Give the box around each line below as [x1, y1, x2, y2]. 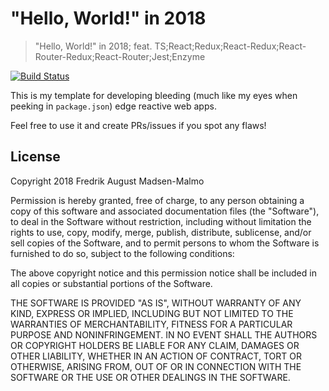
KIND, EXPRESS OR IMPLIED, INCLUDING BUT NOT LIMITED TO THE [10, 307, 294, 319]
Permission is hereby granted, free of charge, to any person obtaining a [10, 194, 305, 206]
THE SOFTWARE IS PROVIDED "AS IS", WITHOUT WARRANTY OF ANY [10, 297, 302, 309]
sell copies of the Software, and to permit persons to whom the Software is [10, 237, 320, 249]
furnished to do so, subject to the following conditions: [10, 247, 235, 259]
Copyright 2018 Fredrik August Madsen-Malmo [10, 175, 205, 187]
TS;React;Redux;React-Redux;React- [154, 40, 307, 52]
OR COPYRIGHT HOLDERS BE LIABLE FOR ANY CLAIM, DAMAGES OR [10, 339, 300, 351]
